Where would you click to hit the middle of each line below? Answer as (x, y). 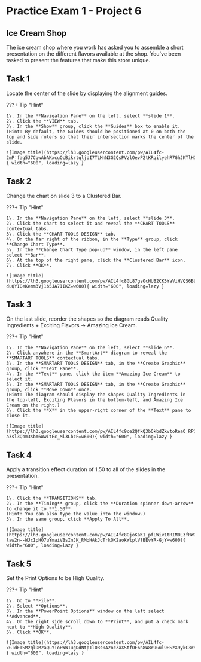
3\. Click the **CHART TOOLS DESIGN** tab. (61, 234)
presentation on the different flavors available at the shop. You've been (94, 54)
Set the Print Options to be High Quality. (55, 578)
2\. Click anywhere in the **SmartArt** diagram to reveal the (87, 353)
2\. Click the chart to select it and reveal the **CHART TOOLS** (91, 223)
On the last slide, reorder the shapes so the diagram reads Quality (87, 319)
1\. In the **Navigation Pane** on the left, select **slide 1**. (91, 116)
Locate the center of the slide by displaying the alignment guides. (87, 93)
